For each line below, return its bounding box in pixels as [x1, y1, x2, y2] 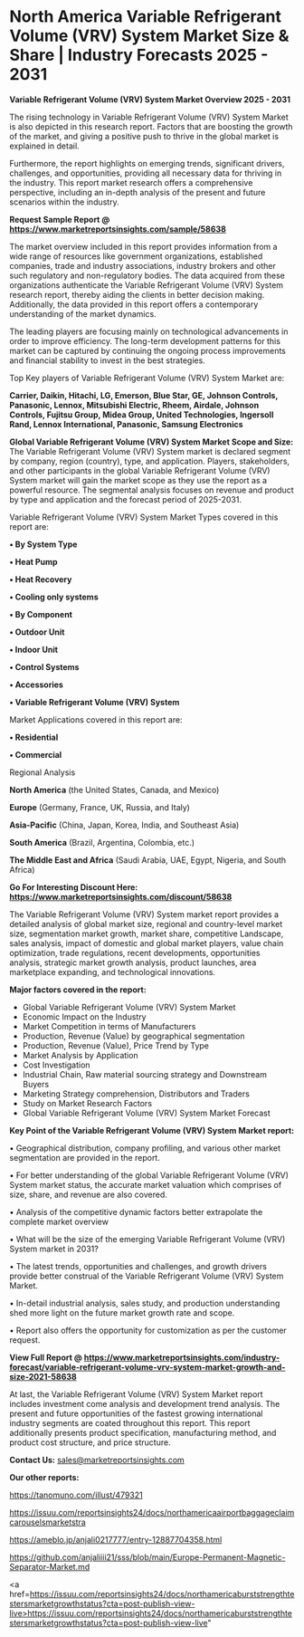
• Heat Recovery [9, 573, 72, 585]
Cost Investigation [22, 1059, 90, 1070]
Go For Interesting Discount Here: [9, 881, 138, 893]
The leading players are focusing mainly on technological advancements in [9, 326, 289, 337]
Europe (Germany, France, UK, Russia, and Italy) [9, 801, 190, 812]
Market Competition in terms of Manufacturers [22, 1020, 196, 1031]
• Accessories [9, 679, 63, 690]
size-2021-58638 [9, 1371, 77, 1382]
